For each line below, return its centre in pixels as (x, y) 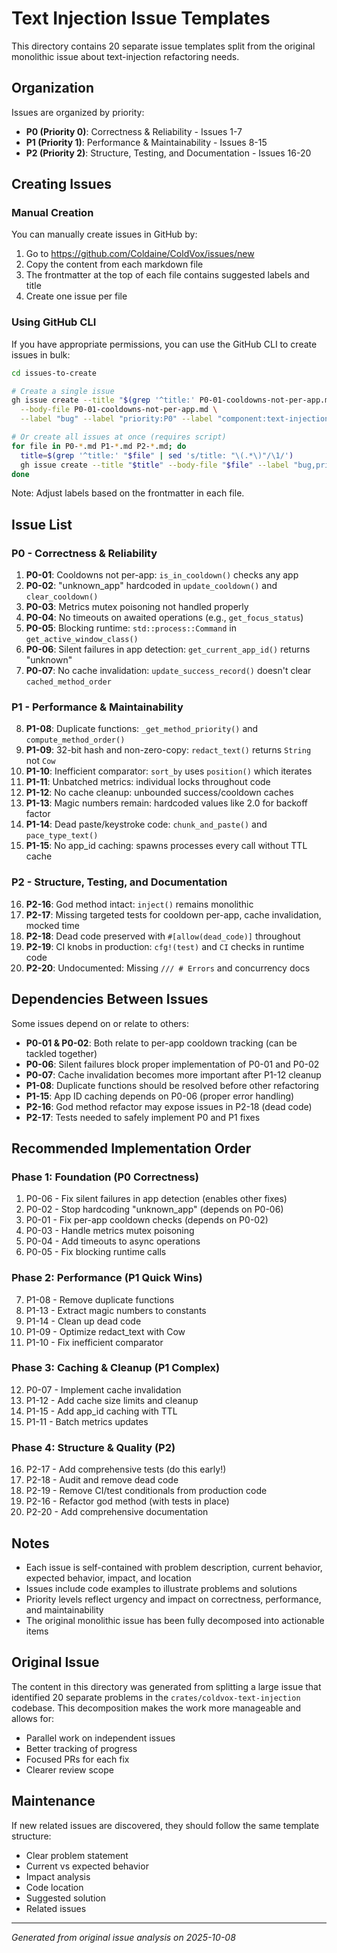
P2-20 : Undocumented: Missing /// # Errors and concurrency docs (168, 968)
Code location (54, 1887)
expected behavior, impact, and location (108, 1578)
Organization (52, 88)
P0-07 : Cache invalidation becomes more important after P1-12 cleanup (173, 1074)
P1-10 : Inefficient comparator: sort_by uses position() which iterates (169, 771)
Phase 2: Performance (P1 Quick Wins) (107, 1278)
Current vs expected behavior (87, 1866)
